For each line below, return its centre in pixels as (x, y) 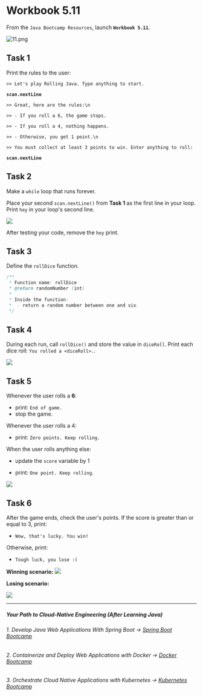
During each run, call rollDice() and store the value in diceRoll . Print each (100, 344)
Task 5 (19, 381)
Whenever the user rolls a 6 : (41, 396)
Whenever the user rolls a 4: (41, 426)
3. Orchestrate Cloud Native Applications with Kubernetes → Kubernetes (97, 680)
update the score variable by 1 (52, 461)
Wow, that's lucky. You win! (52, 536)
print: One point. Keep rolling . (54, 472)
